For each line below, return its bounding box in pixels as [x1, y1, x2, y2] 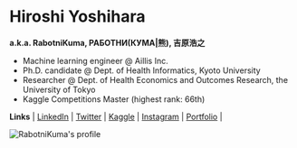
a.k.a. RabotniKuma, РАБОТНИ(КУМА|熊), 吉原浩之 [9, 37, 206, 48]
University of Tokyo [22, 84, 96, 95]
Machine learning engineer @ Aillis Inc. [22, 55, 169, 66]
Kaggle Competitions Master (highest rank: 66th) [22, 93, 206, 105]
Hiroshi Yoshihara [9, 6, 146, 27]
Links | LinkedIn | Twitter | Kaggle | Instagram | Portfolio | [9, 111, 224, 122]
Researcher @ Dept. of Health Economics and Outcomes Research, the [22, 74, 288, 85]
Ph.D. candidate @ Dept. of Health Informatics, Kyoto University [22, 65, 261, 76]
